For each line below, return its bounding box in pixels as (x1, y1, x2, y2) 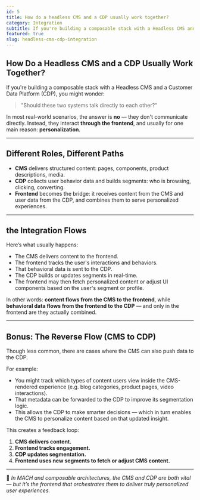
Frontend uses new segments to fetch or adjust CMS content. (14, 457, 171, 464)
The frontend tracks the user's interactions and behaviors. (14, 259, 158, 266)
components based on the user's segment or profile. (14, 285, 144, 292)
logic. (14, 402, 29, 409)
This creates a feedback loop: (6, 427, 79, 434)
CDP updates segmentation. (14, 451, 86, 458)
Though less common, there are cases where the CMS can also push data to (6, 347, 194, 355)
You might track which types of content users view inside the (14, 377, 165, 384)
